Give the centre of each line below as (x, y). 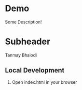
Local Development (35, 70)
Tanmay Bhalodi (21, 55)
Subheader (28, 42)
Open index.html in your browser (44, 82)
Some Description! (23, 22)
